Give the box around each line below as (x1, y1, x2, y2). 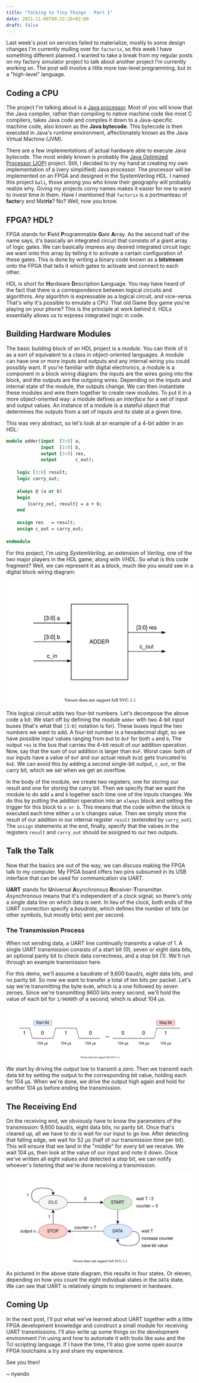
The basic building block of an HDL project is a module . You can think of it (6, 345, 188, 352)
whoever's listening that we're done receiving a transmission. (6, 1162, 156, 1169)
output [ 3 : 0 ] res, (40, 450, 86, 456)
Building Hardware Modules (6, 329, 111, 339)
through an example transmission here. (6, 958, 102, 965)
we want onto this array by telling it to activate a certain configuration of (6, 250, 182, 256)
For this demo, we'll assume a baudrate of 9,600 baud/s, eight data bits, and (6, 970, 193, 977)
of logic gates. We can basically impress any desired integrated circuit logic (6, 243, 191, 250)
